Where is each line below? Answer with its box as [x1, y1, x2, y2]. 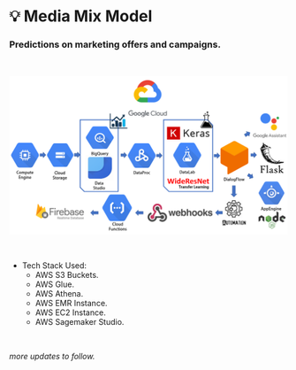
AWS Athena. [34, 289, 84, 299]
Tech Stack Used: [21, 260, 87, 271]
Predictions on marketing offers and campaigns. [9, 38, 221, 50]
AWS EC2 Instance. [34, 307, 106, 318]
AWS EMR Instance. [34, 298, 108, 309]
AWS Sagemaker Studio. [34, 317, 125, 328]
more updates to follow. [9, 351, 95, 362]
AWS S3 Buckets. [34, 270, 99, 281]
